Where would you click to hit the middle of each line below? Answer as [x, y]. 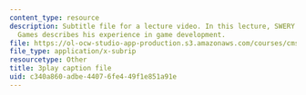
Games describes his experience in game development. [122, 34]
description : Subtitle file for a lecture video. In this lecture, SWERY [153, 26]
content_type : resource [55, 18]
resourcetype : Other [49, 60]
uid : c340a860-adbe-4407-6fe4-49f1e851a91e [93, 77]
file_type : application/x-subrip [73, 52]
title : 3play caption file [61, 69]
